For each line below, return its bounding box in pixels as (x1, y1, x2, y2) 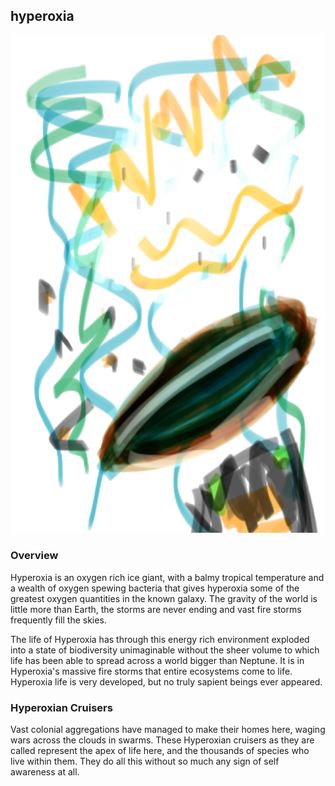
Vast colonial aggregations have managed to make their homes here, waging (10, 724, 326, 736)
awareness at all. (10, 766, 80, 778)
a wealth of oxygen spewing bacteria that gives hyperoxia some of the (10, 582, 300, 594)
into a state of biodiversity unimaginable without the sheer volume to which (10, 644, 320, 656)
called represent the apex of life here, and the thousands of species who (10, 745, 310, 757)
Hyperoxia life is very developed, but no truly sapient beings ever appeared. (10, 675, 323, 688)
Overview (10, 549, 59, 563)
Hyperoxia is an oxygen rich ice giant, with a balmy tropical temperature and (10, 571, 325, 583)
